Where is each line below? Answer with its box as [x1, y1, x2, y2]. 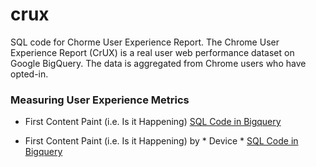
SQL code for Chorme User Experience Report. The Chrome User [10, 36, 280, 48]
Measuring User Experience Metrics [10, 93, 190, 107]
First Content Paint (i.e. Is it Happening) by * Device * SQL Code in [24, 135, 299, 147]
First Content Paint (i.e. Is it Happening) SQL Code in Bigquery [24, 116, 282, 128]
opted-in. [10, 68, 49, 80]
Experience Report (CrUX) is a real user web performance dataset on [10, 46, 295, 58]
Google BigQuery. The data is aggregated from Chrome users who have [10, 57, 307, 69]
